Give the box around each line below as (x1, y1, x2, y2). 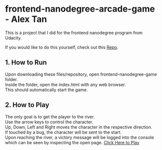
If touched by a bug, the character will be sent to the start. (5, 129, 122, 135)
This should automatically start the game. (5, 86, 88, 93)
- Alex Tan (5, 14, 47, 25)
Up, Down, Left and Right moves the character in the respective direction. (5, 124, 152, 130)
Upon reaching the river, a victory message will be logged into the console (5, 134, 154, 140)
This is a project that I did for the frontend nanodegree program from (5, 30, 143, 35)
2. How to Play (5, 101, 50, 109)
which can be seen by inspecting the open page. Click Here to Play (5, 139, 140, 145)
